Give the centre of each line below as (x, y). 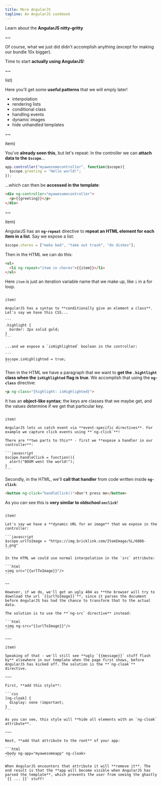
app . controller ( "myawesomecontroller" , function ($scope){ (65, 167)
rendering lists (26, 104)
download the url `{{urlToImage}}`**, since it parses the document (76, 596)
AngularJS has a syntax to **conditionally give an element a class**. (79, 309)
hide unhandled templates (38, 125)
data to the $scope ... (25, 158)
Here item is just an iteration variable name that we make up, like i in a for (79, 281)
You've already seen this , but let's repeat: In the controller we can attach (78, 153)
